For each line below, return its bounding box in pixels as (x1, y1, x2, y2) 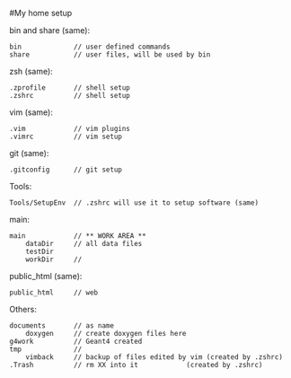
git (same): (9, 148, 49, 158)
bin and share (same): (9, 25, 91, 35)
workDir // (25, 255, 83, 264)
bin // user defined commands (9, 42, 171, 51)
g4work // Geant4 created (9, 337, 143, 346)
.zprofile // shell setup (9, 84, 130, 92)
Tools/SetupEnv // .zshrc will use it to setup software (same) (9, 198, 259, 207)
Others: (9, 304, 38, 314)
